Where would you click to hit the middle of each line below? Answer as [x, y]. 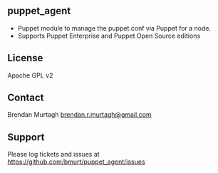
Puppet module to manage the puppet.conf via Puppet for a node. [114, 28]
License [25, 58]
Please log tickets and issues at [53, 154]
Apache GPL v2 [30, 75]
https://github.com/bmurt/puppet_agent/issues [76, 162]
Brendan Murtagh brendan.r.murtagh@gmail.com [79, 115]
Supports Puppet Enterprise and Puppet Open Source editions [109, 36]
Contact [26, 98]
